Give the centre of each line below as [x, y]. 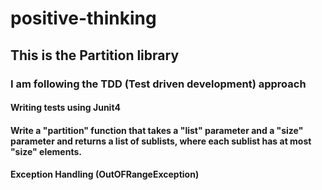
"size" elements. [46, 151]
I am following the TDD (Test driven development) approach [158, 84]
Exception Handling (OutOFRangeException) [105, 174]
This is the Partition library [95, 55]
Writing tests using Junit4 [65, 108]
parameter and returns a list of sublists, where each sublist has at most [161, 141]
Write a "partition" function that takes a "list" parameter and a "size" [157, 130]
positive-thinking [83, 18]
